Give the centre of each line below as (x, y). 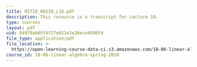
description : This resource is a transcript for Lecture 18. (82, 17)
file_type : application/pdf (40, 38)
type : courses (23, 22)
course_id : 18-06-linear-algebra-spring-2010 (62, 55)
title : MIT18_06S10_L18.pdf (40, 11)
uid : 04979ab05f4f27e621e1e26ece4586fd (55, 33)
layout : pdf (21, 28)
